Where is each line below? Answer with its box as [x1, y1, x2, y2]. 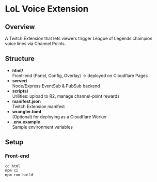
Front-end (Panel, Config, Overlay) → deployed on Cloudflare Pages [12, 73, 148, 78]
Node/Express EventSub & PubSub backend [12, 83, 100, 89]
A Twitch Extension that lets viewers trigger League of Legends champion [5, 35, 153, 41]
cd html [5, 164, 21, 168]
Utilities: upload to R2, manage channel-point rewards [12, 93, 120, 99]
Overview [5, 23, 35, 31]
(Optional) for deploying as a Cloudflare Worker [12, 114, 107, 120]
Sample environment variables [12, 124, 73, 130]
